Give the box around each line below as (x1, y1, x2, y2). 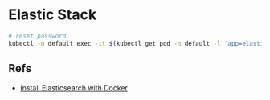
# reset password (8, 32, 67, 40)
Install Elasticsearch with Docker (19, 82, 129, 93)
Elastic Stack (8, 6, 97, 24)
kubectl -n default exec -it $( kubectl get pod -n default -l (8, 39, 221, 47)
